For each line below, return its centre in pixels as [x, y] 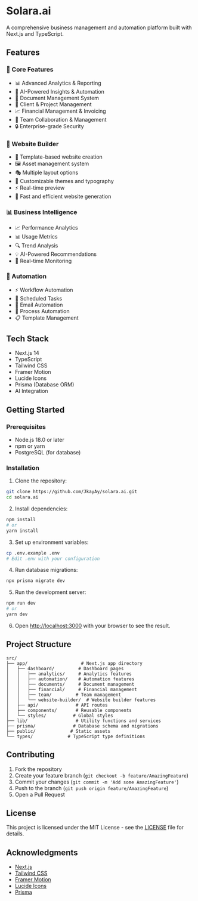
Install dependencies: [41, 509]
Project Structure [39, 644]
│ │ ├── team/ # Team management [64, 695]
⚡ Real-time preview [40, 188]
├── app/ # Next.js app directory [75, 663]
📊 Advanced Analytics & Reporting [58, 83]
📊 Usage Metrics [36, 237]
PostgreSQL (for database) [48, 453]
